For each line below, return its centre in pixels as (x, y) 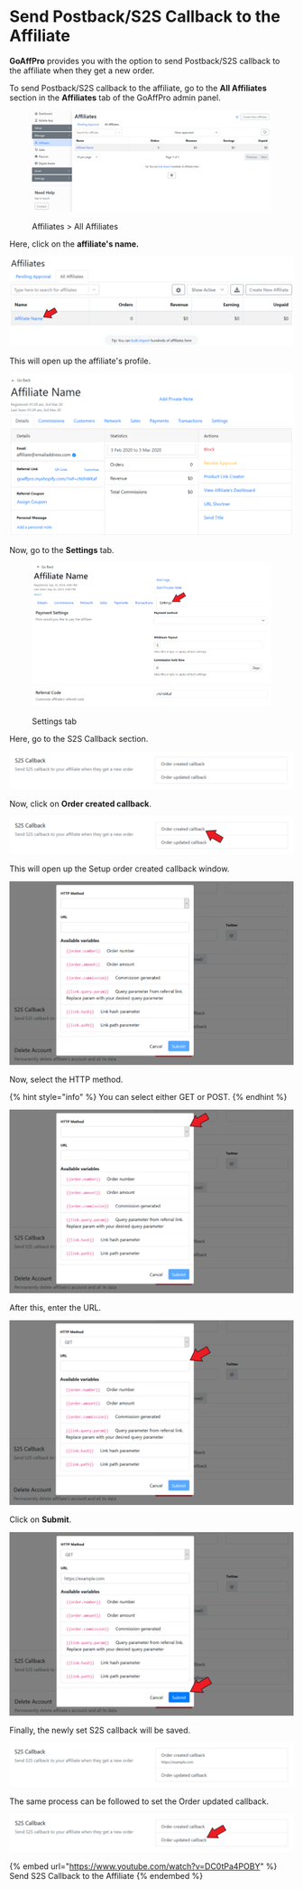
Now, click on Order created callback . (80, 804)
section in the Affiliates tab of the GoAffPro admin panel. (115, 98)
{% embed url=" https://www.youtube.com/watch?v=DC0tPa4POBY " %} (143, 1866)
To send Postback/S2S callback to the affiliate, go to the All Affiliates (138, 88)
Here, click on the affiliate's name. (74, 244)
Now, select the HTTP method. (66, 1079)
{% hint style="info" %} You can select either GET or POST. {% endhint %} (148, 1096)
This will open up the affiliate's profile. (80, 361)
